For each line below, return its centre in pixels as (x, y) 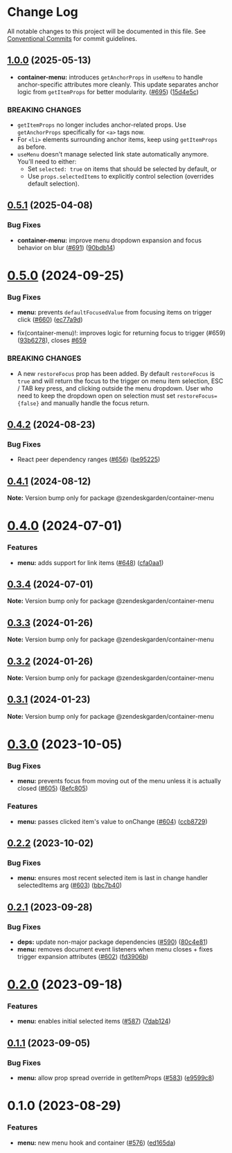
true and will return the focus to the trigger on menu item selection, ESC (120, 381)
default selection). (53, 184)
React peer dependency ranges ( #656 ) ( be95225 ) (89, 459)
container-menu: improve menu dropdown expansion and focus (109, 240)
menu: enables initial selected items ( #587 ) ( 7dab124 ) (94, 1021)
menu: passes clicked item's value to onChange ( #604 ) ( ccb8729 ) (112, 821)
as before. (32, 147)
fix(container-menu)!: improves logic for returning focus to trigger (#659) (121, 333)
